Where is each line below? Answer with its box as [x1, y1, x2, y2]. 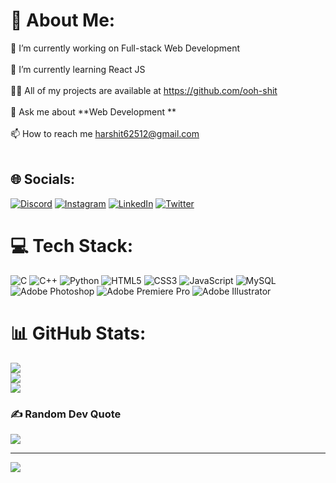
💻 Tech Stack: [10, 234, 134, 257]
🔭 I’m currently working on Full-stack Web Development [10, 42, 241, 54]
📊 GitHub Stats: [10, 322, 147, 344]
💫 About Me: [10, 9, 116, 32]
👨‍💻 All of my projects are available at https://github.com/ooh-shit [10, 84, 278, 96]
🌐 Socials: [10, 171, 76, 188]
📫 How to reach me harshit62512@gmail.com [10, 127, 200, 139]
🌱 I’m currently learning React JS [10, 63, 146, 75]
